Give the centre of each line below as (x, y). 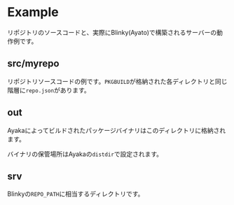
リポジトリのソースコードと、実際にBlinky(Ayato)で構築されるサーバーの (112, 32)
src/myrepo (33, 64)
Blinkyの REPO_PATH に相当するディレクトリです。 (76, 194)
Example (33, 12)
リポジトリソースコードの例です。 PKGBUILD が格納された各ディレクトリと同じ (117, 81)
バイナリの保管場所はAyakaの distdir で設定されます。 (85, 154)
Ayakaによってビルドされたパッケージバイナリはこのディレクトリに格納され (117, 130)
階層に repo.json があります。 (49, 90)
